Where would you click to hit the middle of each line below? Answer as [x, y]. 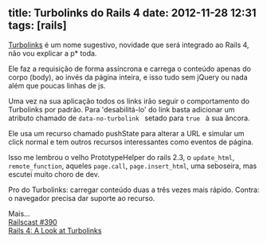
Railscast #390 [33, 221]
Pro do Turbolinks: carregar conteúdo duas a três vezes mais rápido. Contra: [134, 190]
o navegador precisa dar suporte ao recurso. [82, 198]
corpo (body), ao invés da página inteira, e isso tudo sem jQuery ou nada [128, 77]
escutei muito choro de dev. [54, 174]
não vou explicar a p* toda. [53, 53]
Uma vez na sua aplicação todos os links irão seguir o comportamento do [129, 101]
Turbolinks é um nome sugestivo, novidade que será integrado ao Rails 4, [129, 45]
